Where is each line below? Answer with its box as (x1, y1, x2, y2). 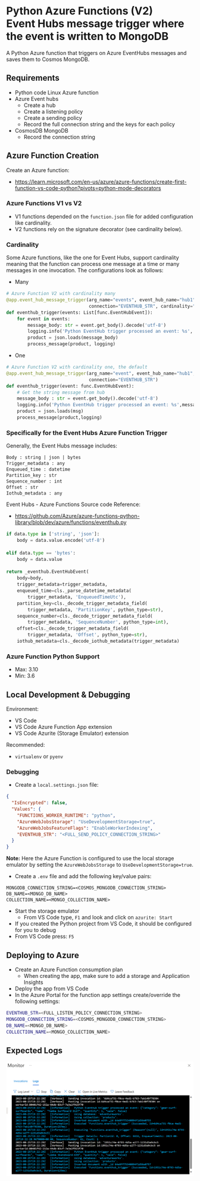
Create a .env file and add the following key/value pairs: (14, 873, 152, 880)
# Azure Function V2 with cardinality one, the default (6, 364, 148, 370)
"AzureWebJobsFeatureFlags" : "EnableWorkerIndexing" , (17, 825, 153, 831)
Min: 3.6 (14, 672, 35, 679)
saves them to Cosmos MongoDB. (6, 56, 90, 63)
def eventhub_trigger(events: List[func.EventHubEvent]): (6, 309, 153, 315)
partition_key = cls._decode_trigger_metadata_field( (17, 600, 148, 606)
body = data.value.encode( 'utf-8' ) (17, 538, 105, 544)
